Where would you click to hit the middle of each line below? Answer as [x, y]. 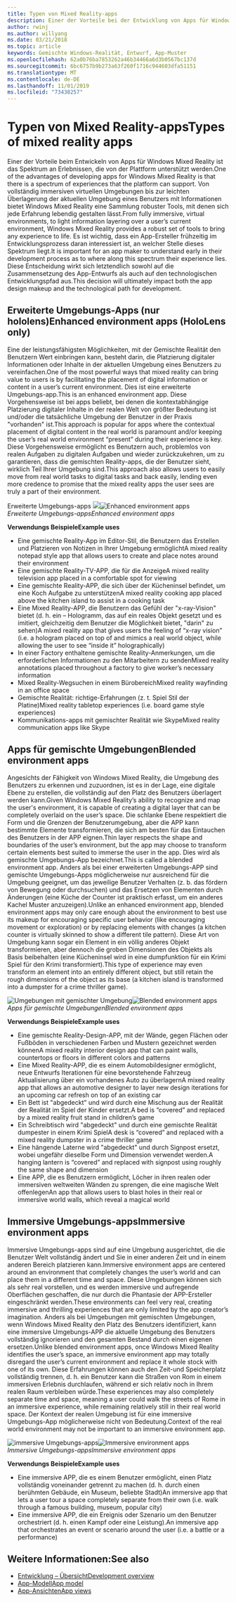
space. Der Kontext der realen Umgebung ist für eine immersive [99, 1414]
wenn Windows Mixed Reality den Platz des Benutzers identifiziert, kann [112, 1324]
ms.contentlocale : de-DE [44, 79]
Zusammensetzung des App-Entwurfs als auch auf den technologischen [112, 274]
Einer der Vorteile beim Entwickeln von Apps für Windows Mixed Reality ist [115, 162]
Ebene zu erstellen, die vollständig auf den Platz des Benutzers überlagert [114, 793]
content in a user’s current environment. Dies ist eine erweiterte [99, 387]
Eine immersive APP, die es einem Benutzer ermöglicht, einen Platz [114, 1477]
